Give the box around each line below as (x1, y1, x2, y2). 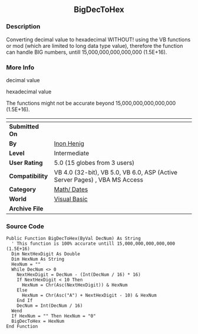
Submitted (9, 122, 39, 131)
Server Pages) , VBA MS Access (54, 176, 143, 184)
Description (6, 22, 41, 31)
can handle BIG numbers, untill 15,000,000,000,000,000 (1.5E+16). (6, 48, 167, 56)
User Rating (9, 158, 43, 167)
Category (9, 185, 37, 193)
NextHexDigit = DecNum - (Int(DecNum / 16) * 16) (16, 272, 141, 278)
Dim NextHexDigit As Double (11, 251, 81, 257)
